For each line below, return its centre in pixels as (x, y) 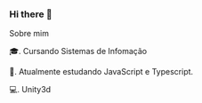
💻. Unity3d (30, 90)
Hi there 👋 (31, 14)
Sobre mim (29, 34)
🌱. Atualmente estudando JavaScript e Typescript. (101, 72)
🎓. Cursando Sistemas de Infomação (78, 51)
